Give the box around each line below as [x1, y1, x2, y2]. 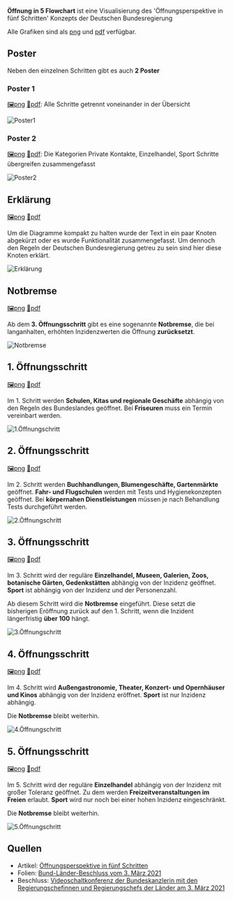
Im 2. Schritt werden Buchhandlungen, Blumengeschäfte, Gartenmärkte [7, 480, 218, 488]
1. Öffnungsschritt [7, 361, 88, 373]
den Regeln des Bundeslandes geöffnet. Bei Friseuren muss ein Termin [7, 404, 213, 412]
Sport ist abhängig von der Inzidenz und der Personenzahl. [7, 586, 178, 594]
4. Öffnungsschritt [7, 648, 89, 660]
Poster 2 [7, 133, 37, 143]
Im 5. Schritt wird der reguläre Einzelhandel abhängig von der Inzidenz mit [7, 781, 222, 789]
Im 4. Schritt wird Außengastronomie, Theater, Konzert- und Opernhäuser [7, 683, 225, 692]
